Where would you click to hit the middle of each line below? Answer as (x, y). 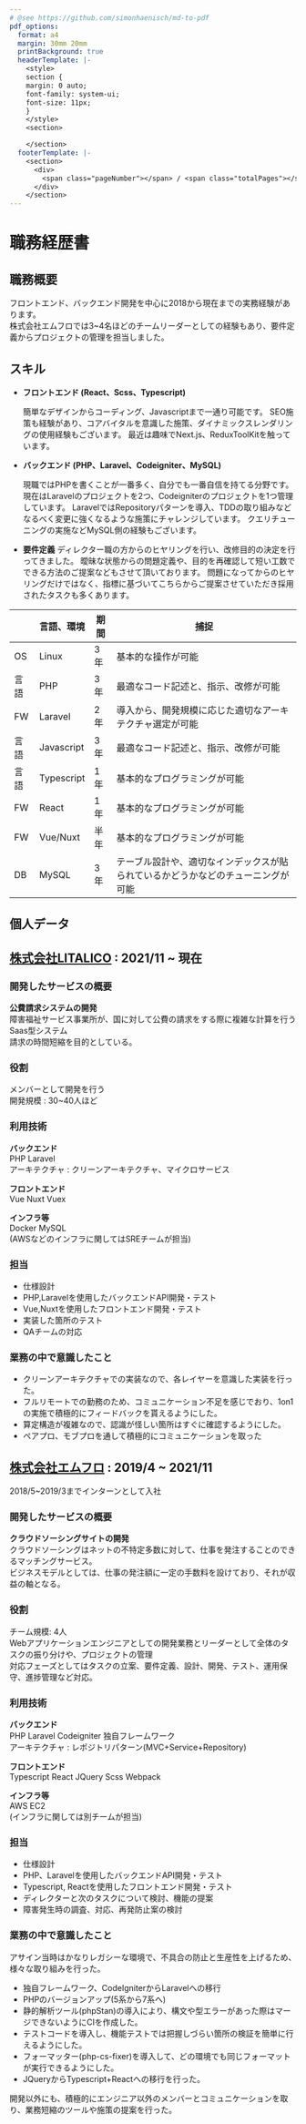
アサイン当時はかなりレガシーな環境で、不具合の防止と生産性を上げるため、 (153, 1957)
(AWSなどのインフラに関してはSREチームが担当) (100, 1239)
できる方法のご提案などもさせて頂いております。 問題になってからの (151, 572)
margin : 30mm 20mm (53, 43)
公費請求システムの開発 (53, 1008)
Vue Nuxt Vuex (38, 1199)
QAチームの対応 (52, 1332)
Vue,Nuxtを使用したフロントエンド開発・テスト (112, 1309)
